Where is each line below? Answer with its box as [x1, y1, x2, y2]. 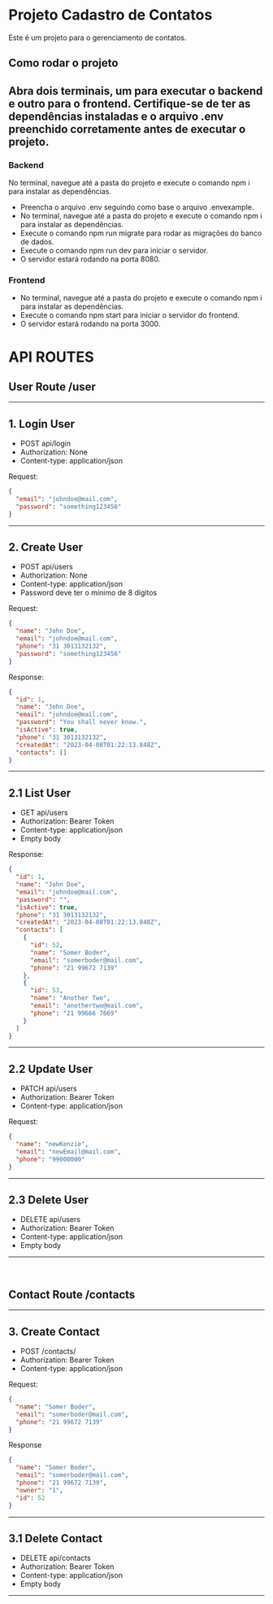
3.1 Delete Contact [8, 1531, 103, 1545]
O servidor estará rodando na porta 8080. [19, 254, 161, 264]
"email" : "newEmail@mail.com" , [15, 1147, 122, 1156]
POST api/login [19, 438, 71, 449]
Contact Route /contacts [8, 1287, 136, 1301]
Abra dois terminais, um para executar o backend [8, 84, 263, 98]
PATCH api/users [19, 1083, 77, 1093]
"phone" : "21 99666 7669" [29, 1009, 118, 1017]
